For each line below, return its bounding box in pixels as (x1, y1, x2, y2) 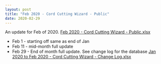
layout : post (5, 7, 32, 12)
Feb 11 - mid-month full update (12, 44, 74, 50)
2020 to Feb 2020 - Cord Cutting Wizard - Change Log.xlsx (12, 54, 131, 60)
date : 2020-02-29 (5, 16, 40, 21)
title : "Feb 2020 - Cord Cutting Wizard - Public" (5, 12, 110, 16)
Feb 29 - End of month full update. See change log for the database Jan (12, 49, 156, 54)
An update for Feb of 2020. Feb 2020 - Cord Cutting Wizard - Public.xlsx (5, 29, 151, 35)
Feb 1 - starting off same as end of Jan (12, 38, 90, 44)
